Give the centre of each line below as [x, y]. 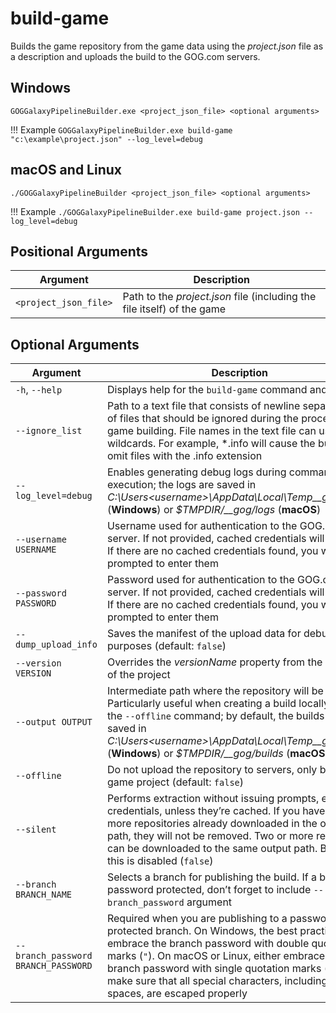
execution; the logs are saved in [181, 485]
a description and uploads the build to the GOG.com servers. [135, 56]
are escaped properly [197, 994]
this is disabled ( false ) [160, 861]
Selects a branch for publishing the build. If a [211, 877]
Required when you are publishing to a [197, 919]
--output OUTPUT [54, 722]
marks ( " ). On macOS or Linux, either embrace [216, 956]
